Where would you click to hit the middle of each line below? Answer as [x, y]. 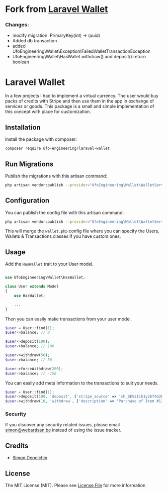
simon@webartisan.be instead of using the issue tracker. [63, 430]
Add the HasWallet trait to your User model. [49, 264]
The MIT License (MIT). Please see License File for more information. [76, 486]
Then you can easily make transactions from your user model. [69, 319]
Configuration [27, 201]
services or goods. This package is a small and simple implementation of [80, 106]
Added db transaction [35, 41]
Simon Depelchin [30, 458]
